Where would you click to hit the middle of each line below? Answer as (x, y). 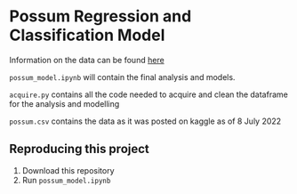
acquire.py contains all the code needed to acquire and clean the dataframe (149, 94)
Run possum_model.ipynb (66, 180)
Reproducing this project (79, 149)
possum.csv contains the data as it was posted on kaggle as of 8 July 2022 (145, 121)
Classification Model (87, 35)
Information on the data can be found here (87, 60)
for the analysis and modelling (64, 103)
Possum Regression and (100, 16)
